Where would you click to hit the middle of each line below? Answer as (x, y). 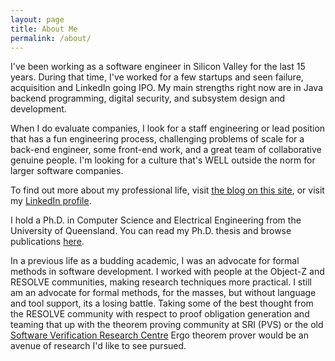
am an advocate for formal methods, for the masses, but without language (163, 293)
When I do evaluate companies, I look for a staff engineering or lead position (168, 128)
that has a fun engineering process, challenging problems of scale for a (157, 139)
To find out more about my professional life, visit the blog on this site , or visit (167, 190)
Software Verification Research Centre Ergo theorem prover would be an (159, 335)
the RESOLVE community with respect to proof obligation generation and (160, 314)
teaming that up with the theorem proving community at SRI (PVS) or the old (167, 325)
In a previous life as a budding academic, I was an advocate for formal (155, 261)
